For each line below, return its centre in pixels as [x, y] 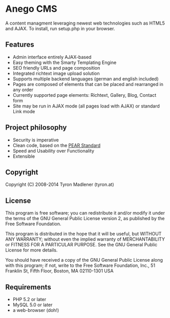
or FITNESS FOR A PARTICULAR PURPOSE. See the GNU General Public [81, 245]
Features [20, 45]
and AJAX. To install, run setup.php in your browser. [60, 28]
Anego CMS [31, 9]
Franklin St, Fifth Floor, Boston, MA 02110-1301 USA [59, 271]
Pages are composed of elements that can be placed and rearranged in [88, 84]
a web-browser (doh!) [36, 310]
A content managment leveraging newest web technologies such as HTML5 [85, 23]
